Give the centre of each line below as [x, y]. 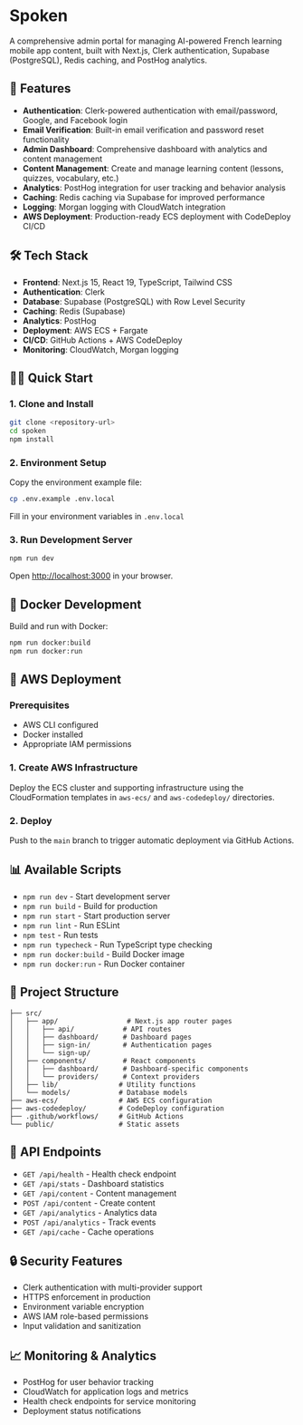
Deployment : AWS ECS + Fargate [85, 330]
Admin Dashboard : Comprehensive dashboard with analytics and [145, 149]
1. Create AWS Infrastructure [74, 768]
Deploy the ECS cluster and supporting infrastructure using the [127, 787]
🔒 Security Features [66, 1261]
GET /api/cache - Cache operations [88, 1231]
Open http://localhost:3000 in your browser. [91, 576]
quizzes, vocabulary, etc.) [71, 178]
